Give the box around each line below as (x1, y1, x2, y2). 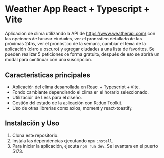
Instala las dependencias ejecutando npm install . (12, 137, 114, 144)
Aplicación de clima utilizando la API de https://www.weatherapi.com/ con (5, 30, 156, 36)
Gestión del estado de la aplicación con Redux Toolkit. (12, 100, 123, 106)
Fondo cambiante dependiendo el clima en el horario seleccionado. (12, 89, 149, 95)
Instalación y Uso (5, 119, 60, 128)
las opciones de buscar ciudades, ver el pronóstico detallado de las (5, 36, 142, 41)
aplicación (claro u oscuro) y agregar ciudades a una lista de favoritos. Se (5, 46, 155, 52)
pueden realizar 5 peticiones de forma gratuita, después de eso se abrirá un (5, 51, 160, 57)
